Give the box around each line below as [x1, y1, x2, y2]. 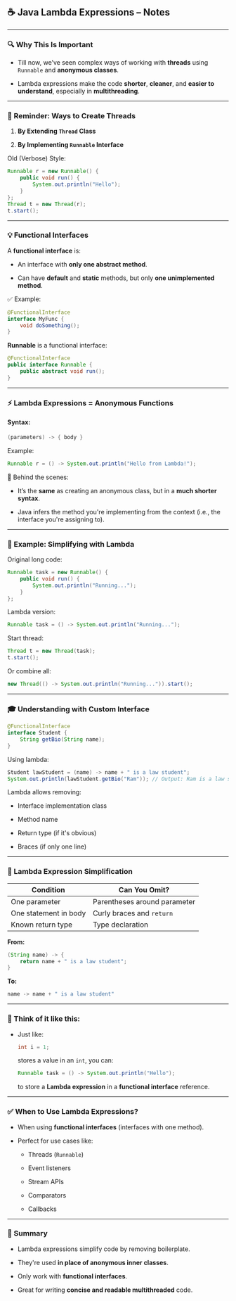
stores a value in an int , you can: [17, 1056, 114, 1065]
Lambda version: [7, 608, 56, 616]
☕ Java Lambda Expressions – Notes [7, 6, 171, 18]
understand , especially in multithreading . [17, 87, 140, 96]
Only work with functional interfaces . [17, 1271, 128, 1280]
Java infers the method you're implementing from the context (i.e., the [17, 507, 221, 516]
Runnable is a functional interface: [7, 341, 107, 350]
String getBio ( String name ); [20, 735, 105, 743]
